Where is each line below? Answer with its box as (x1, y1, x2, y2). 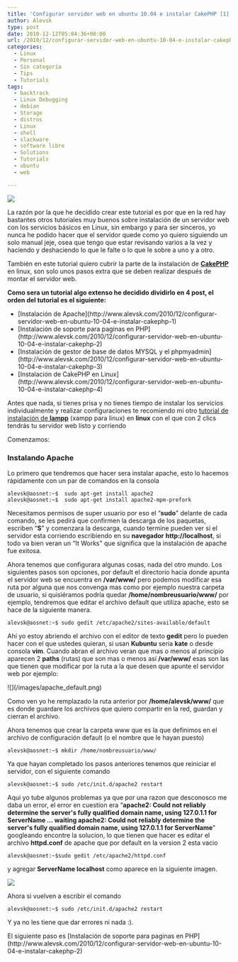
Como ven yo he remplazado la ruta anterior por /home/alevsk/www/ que (7, 696, 225, 705)
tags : (7, 83, 23, 90)
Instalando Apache (7, 452, 74, 462)
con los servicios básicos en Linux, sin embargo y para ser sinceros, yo (7, 223, 216, 231)
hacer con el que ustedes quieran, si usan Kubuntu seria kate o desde (7, 639, 214, 647)
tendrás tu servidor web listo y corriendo (7, 421, 126, 430)
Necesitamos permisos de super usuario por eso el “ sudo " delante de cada (7, 508, 228, 517)
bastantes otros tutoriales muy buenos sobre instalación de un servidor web (7, 215, 229, 224)
